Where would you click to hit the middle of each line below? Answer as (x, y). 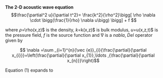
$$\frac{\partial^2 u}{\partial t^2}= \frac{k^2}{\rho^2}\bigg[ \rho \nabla (83, 15)
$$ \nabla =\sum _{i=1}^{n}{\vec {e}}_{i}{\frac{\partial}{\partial (83, 50)
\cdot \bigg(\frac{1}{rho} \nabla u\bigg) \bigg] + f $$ (83, 20)
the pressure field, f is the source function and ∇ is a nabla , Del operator (79, 35)
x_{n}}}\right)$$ (83, 61)
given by (14, 40)
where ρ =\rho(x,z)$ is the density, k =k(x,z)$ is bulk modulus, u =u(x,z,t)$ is (82, 30)
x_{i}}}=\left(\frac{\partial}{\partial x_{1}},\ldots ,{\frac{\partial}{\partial (83, 55)
